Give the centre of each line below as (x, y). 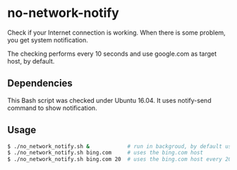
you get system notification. (48, 40)
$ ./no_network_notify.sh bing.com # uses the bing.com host (105, 153)
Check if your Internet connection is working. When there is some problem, (116, 32)
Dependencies (40, 84)
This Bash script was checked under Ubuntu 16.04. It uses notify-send (109, 100)
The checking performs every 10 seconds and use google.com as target (112, 54)
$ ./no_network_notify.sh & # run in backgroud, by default (115, 146)
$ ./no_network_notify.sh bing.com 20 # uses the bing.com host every (115, 159)
